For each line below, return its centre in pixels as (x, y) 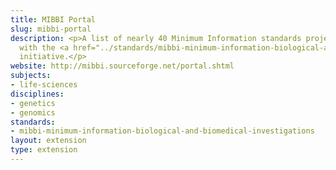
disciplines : (37, 94)
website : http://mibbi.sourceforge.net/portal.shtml (122, 66)
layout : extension (48, 141)
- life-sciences (44, 85)
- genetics (33, 103)
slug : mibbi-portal (51, 29)
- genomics (33, 112)
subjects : (31, 76)
